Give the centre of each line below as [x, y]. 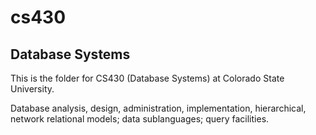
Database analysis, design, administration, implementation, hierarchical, [158, 108]
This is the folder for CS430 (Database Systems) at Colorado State [147, 78]
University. [32, 89]
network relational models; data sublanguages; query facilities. [140, 119]
